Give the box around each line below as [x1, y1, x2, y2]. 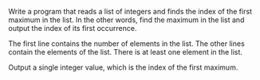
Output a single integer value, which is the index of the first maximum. [8, 63, 238, 72]
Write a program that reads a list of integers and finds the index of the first [8, 7, 253, 16]
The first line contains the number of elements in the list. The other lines [8, 39, 245, 48]
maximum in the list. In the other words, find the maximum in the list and [8, 15, 245, 25]
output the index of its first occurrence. [8, 24, 137, 32]
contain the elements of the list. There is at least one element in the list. [8, 48, 243, 56]
